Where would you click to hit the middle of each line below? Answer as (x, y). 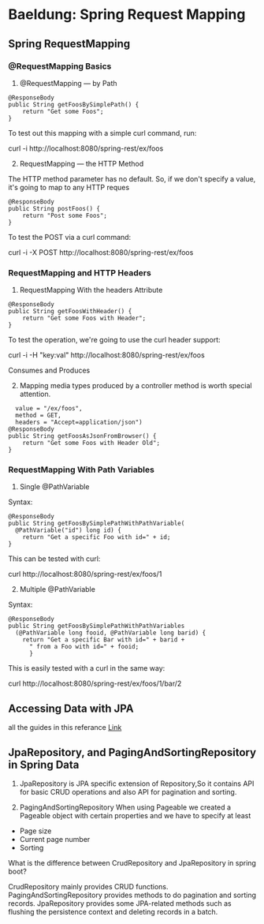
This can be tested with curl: (54, 559)
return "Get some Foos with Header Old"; (91, 443)
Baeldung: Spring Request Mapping (127, 15)
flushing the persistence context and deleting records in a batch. (113, 912)
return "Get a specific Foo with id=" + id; (97, 537)
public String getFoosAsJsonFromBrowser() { (82, 436)
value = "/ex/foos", (49, 409)
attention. (35, 394)
